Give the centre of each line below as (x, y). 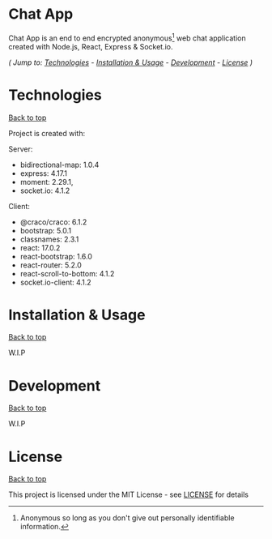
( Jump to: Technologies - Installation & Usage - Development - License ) (131, 62)
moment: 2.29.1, (47, 182)
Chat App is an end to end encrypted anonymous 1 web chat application (127, 37)
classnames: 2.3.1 (49, 239)
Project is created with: (47, 133)
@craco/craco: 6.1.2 (53, 222)
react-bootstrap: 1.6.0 (56, 256)
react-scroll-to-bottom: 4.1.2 (67, 273)
